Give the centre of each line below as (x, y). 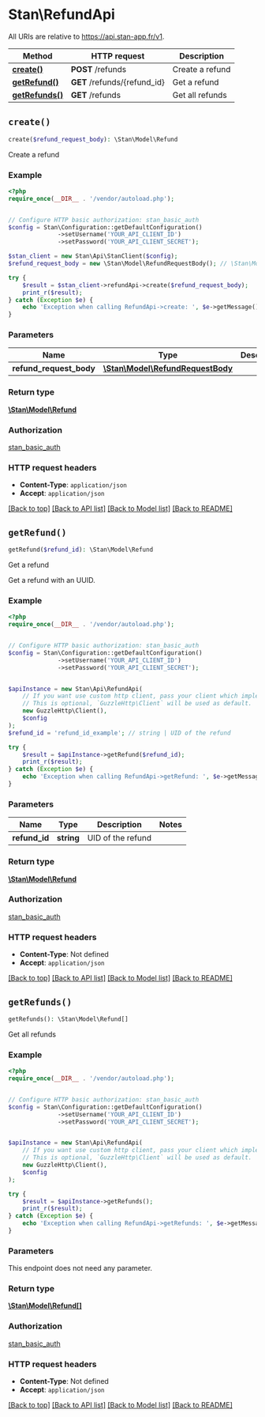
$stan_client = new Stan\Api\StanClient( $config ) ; (93, 256)
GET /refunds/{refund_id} (118, 82)
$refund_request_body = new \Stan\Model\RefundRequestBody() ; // (118, 264)
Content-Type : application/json (73, 485)
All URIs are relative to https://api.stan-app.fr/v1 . (86, 36)
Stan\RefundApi (62, 15)
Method (37, 55)
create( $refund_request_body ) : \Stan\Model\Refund (93, 139)
